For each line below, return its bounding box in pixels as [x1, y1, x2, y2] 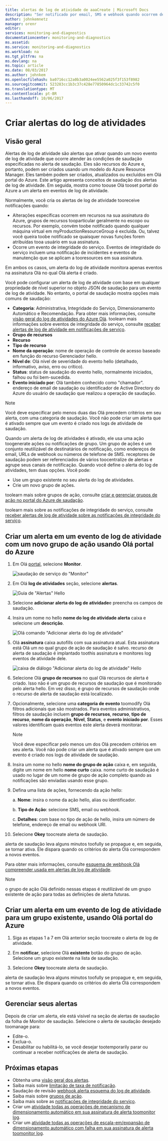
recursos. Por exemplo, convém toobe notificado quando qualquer [12, 223, 149, 229]
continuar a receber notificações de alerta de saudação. [12, 1049, 128, 1055]
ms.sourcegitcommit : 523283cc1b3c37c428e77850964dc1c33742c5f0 [5, 82, 140, 87]
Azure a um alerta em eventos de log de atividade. [5, 188, 109, 194]
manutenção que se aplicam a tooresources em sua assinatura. [12, 255, 143, 261]
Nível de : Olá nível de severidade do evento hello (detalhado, [12, 358, 138, 364]
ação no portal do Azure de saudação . [5, 497, 84, 503]
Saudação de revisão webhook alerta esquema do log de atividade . [12, 1087, 151, 1093]
